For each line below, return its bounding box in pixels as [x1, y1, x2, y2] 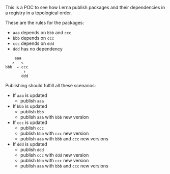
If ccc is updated [12, 119, 47, 126]
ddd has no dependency [12, 46, 63, 52]
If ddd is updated [12, 141, 47, 147]
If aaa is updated [12, 92, 47, 98]
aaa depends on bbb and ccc [12, 30, 72, 35]
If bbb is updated [12, 103, 47, 109]
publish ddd [20, 146, 44, 153]
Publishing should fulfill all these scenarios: [5, 83, 96, 88]
